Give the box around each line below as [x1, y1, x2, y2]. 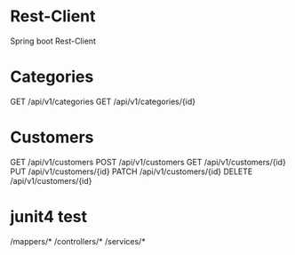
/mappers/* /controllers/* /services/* [10, 235, 146, 246]
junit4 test [10, 207, 88, 227]
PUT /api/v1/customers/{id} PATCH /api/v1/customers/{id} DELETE [10, 166, 253, 177]
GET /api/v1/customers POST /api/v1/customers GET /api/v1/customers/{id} [10, 156, 287, 167]
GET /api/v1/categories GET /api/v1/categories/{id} [10, 96, 196, 107]
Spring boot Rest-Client [10, 36, 97, 46]
